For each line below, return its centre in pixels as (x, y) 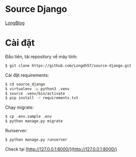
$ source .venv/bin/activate (35, 93)
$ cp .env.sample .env (28, 117)
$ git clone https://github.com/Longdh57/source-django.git (68, 65)
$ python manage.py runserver (36, 140)
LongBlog (15, 23)
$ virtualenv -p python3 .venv (37, 89)
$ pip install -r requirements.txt (42, 98)
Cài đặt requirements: (27, 75)
